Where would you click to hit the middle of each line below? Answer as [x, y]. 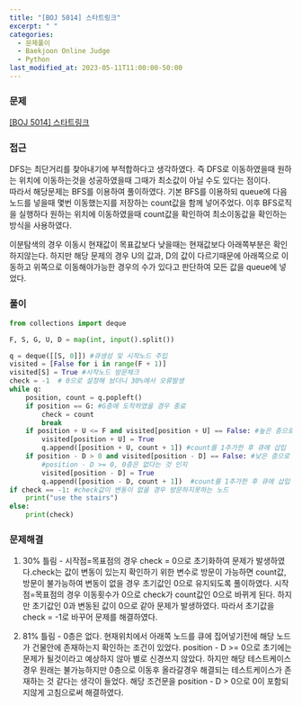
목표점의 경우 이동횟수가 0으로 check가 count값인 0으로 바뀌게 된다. [155, 594]
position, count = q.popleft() [84, 397]
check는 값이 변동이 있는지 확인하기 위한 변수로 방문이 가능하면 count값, [159, 572]
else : [19, 507]
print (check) [50, 515]
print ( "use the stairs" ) [72, 498]
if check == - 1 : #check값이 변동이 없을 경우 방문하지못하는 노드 [119, 490]
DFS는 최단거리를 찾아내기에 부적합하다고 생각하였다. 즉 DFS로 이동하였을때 [142, 169]
